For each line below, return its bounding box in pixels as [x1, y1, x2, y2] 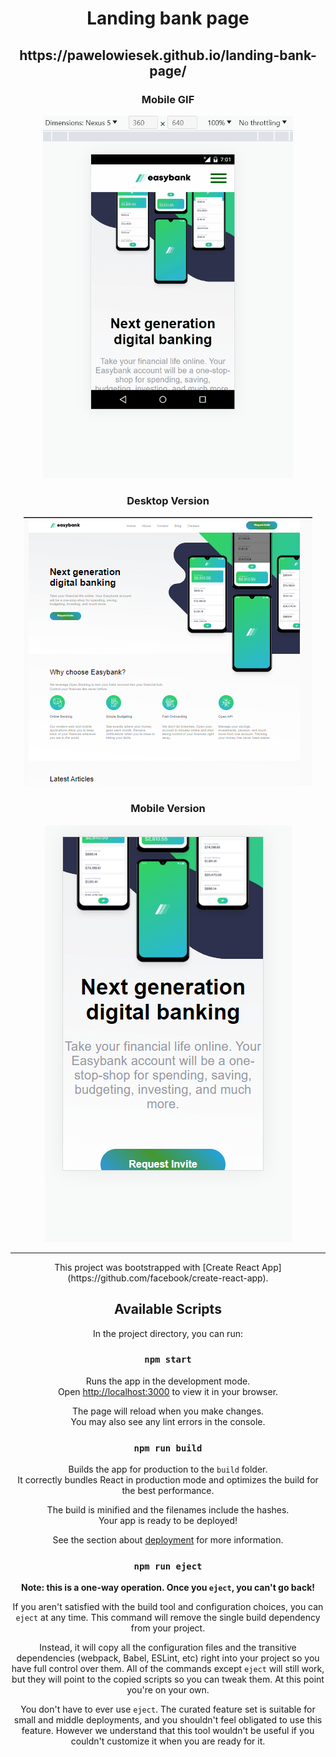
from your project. [130, 1622, 206, 1634]
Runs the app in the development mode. [85, 1375, 251, 1387]
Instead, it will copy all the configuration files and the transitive [39, 1642, 297, 1654]
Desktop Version [126, 494, 210, 508]
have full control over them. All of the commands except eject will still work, [11, 1663, 325, 1675]
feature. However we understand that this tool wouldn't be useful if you [21, 1725, 315, 1737]
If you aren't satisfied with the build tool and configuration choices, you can [12, 1601, 324, 1613]
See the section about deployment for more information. [52, 1534, 284, 1546]
